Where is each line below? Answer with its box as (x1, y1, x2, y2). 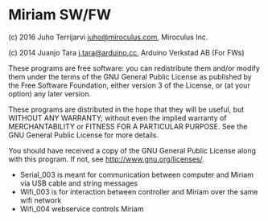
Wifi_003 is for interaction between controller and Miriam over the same (19, 186, 258, 196)
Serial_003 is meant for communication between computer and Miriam (19, 170, 254, 179)
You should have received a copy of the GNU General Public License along (8, 145, 256, 155)
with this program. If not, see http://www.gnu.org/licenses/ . (8, 154, 205, 164)
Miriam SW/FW (8, 6, 112, 24)
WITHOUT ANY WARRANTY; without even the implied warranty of (8, 113, 227, 122)
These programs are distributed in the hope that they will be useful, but (8, 104, 244, 114)
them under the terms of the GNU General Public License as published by (8, 72, 252, 81)
